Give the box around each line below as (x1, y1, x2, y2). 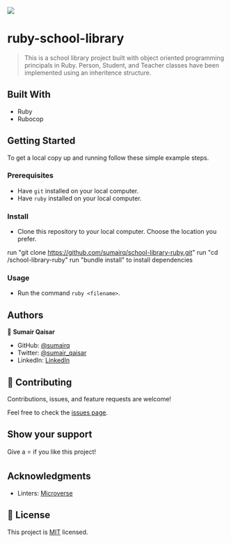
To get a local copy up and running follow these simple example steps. (7, 154, 209, 162)
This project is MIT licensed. (7, 528, 88, 536)
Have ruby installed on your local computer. (17, 194, 142, 202)
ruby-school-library (7, 31, 125, 47)
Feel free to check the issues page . (7, 408, 108, 417)
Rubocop (17, 114, 44, 123)
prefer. (17, 235, 37, 244)
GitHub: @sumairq (17, 341, 70, 350)
